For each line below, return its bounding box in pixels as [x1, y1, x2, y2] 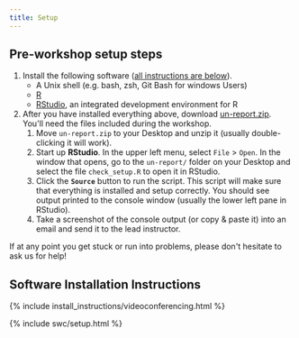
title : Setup [9, 13, 59, 23]
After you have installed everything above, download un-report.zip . [22, 109, 272, 120]
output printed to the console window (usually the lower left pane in [35, 195, 286, 206]
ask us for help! [9, 251, 68, 261]
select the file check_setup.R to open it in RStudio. [35, 166, 221, 177]
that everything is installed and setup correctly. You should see [35, 186, 270, 196]
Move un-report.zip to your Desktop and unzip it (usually [35, 128, 250, 139]
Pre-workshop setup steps [9, 47, 163, 62]
